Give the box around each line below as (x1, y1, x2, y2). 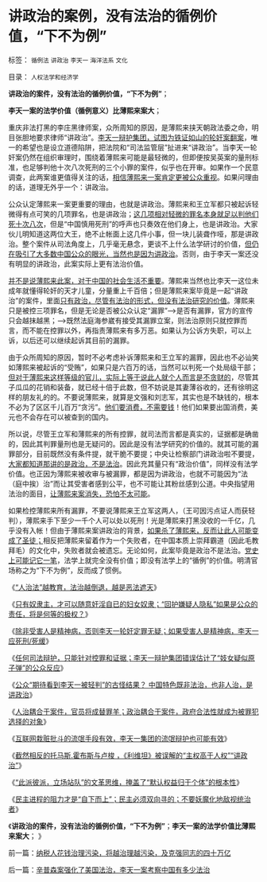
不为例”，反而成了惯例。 (46, 565, 126, 575)
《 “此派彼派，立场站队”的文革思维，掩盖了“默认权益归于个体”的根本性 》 (8, 777, 244, 786)
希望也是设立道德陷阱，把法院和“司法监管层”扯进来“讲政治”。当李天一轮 (21, 142, 257, 152)
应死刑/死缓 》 (8, 636, 53, 646)
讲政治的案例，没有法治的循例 (8, 7, 204, 25)
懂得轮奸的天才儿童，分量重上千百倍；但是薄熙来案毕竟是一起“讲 (29, 286, 242, 295)
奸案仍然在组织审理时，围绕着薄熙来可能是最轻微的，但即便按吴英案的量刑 (8, 152, 252, 162)
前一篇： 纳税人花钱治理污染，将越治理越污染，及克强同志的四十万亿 (8, 848, 231, 857)
